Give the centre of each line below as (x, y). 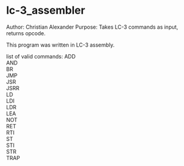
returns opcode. (26, 33)
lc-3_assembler (46, 10)
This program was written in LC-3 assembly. (60, 45)
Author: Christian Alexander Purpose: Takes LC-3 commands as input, (92, 27)
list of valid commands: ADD (41, 56)
